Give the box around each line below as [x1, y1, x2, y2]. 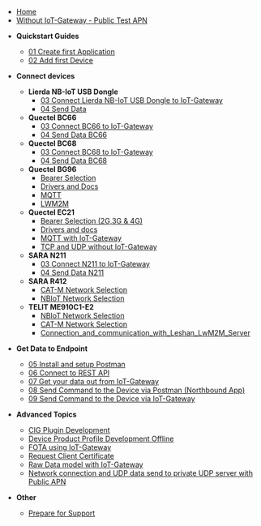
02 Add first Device [28, 56, 93, 65]
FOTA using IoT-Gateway [28, 443, 112, 452]
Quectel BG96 [28, 165, 77, 173]
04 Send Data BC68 [40, 156, 108, 165]
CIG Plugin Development [28, 426, 111, 434]
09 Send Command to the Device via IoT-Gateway [28, 394, 196, 404]
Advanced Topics [15, 409, 77, 419]
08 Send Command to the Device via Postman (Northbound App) [28, 385, 246, 395]
